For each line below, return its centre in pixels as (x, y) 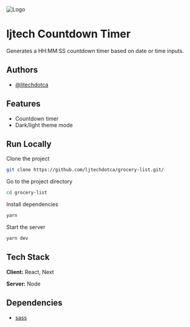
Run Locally (29, 144)
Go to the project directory (39, 181)
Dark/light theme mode (44, 125)
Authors (22, 70)
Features (23, 104)
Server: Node (23, 284)
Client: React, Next (30, 272)
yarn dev (17, 238)
